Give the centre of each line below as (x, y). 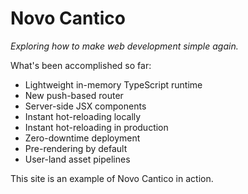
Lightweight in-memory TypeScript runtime (113, 84)
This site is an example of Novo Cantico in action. (112, 178)
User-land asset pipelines (77, 159)
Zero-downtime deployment (82, 138)
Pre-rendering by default (76, 148)
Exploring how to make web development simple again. (124, 46)
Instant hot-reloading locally (83, 116)
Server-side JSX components (85, 106)
